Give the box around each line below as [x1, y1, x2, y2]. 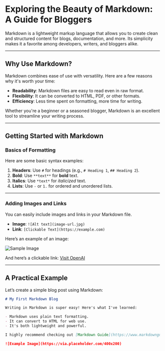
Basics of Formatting [5, 147, 56, 154]
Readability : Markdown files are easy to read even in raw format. [12, 87, 144, 93]
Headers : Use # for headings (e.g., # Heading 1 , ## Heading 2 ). [12, 167, 140, 173]
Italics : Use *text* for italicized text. [12, 178, 86, 184]
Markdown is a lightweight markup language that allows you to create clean [5, 30, 158, 36]
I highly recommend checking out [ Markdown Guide [5, 332, 109, 337]
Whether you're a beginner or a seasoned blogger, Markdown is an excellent [5, 108, 160, 114]
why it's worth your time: [5, 78, 55, 84]
